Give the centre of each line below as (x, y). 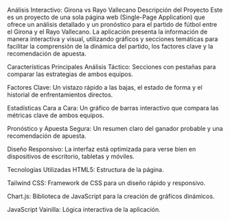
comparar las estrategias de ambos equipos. (70, 74)
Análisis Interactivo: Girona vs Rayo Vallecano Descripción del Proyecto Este (115, 10)
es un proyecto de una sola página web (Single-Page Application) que (106, 17)
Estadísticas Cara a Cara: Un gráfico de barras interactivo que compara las (113, 108)
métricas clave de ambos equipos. (56, 115)
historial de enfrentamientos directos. (60, 95)
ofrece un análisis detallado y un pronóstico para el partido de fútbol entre (112, 24)
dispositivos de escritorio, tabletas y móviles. (71, 156)
